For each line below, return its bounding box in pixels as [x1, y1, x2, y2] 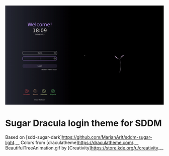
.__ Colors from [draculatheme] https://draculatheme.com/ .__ [14, 139, 139, 145]
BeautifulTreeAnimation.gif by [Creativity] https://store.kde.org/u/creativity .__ [5, 144, 163, 151]
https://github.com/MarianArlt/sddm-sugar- [61, 134, 152, 140]
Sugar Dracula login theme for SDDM [5, 118, 162, 129]
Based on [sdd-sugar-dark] [5, 134, 62, 140]
